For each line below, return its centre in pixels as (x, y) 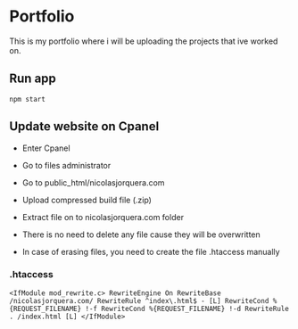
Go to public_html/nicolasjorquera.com (93, 182)
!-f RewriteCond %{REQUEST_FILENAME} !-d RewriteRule (187, 308)
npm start (28, 99)
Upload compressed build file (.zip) (87, 200)
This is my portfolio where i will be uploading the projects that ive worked (144, 41)
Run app (33, 79)
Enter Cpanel (46, 148)
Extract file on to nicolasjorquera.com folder (103, 217)
